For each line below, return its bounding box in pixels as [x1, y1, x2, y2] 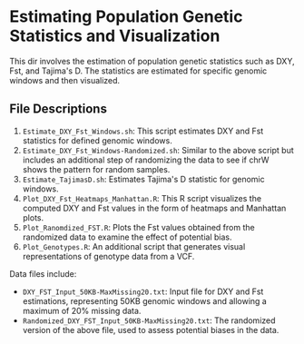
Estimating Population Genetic [9, 6, 243, 27]
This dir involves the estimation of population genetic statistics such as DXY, [9, 55, 295, 66]
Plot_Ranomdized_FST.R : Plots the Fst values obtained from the [22, 221, 256, 232]
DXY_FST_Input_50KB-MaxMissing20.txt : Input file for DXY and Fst [22, 286, 264, 297]
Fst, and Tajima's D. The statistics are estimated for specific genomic [9, 65, 268, 76]
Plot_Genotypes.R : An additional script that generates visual [22, 241, 246, 251]
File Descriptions [9, 102, 107, 117]
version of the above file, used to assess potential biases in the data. [22, 324, 279, 335]
